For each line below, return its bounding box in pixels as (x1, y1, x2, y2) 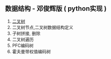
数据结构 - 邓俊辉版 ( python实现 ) (5, 4, 107, 13)
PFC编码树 (12, 43, 34, 48)
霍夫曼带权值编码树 (12, 48, 51, 54)
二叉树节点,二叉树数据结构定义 (12, 24, 74, 30)
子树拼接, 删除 (12, 30, 40, 36)
